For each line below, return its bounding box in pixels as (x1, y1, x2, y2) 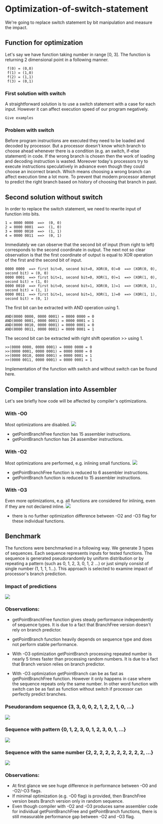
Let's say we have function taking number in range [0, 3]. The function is (5, 51, 150, 57)
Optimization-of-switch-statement (5, 3, 148, 15)
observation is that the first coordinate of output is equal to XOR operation (5, 252, 153, 258)
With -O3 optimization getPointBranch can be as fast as (12, 671, 124, 677)
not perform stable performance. (12, 642, 78, 647)
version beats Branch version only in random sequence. (12, 798, 124, 804)
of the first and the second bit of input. (5, 257, 82, 263)
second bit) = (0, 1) (5, 296, 49, 301)
